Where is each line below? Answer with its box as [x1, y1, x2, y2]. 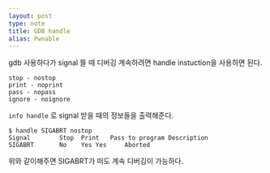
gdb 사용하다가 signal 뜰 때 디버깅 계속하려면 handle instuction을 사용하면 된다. [8, 58, 263, 67]
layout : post [8, 11, 53, 20]
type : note [8, 19, 45, 28]
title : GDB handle [8, 27, 71, 35]
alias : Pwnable [8, 34, 60, 43]
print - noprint [8, 81, 63, 89]
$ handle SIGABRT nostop [8, 127, 92, 135]
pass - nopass [8, 89, 57, 97]
